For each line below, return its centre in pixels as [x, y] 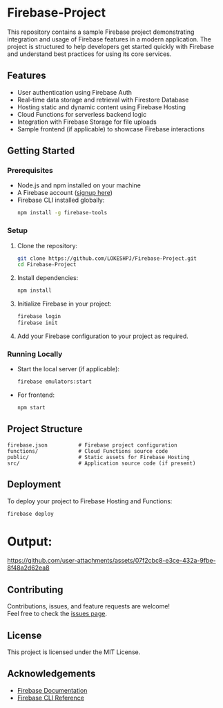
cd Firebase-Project [47, 265]
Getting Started [41, 151]
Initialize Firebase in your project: [64, 304]
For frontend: [36, 395]
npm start [31, 408]
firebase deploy [30, 514]
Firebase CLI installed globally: [61, 200]
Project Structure [45, 429]
